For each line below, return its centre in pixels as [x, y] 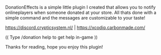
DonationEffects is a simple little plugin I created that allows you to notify [80, 7]
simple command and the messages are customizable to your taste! [75, 18]
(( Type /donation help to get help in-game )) [52, 37]
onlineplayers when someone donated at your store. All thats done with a [81, 12]
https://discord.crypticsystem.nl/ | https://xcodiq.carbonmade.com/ [75, 27]
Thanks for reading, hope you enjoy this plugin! [54, 47]
